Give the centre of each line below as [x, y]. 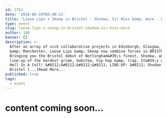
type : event [17, 24]
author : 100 [17, 33]
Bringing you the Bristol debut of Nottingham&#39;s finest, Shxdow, [83, 56]
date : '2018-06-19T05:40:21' [35, 14]
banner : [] [16, 38]
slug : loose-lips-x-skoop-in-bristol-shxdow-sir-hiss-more [68, 28]
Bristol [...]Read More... [38, 70]
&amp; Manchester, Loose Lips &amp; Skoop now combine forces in [79, 51]
